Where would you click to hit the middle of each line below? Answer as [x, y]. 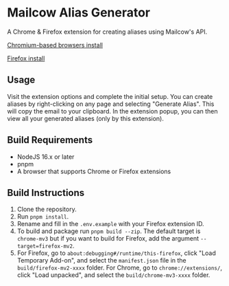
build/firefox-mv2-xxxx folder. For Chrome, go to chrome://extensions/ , [120, 268]
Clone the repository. [47, 209]
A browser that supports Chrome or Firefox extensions [94, 171]
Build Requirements [50, 140]
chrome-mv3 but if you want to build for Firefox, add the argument [108, 239]
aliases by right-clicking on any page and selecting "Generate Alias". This [111, 104]
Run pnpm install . [43, 217]
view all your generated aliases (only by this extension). [86, 118]
